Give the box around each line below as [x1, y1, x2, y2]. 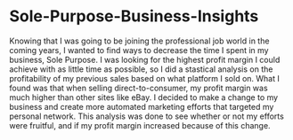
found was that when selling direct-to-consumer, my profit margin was [9, 82, 269, 93]
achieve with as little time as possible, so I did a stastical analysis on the [9, 64, 273, 74]
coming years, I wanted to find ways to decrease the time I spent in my [9, 44, 269, 55]
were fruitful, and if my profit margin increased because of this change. [9, 120, 271, 130]
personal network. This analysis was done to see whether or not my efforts [9, 111, 285, 121]
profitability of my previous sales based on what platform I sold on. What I [9, 73, 281, 83]
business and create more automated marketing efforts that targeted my [9, 101, 274, 112]
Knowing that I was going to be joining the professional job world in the [9, 35, 270, 46]
